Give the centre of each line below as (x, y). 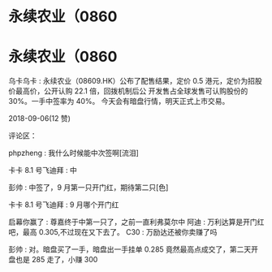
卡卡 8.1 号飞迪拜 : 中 (43, 171)
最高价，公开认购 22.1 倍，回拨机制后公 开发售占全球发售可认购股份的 (132, 91)
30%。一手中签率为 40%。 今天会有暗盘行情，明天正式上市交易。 (119, 101)
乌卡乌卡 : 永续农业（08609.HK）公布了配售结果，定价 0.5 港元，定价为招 (132, 81)
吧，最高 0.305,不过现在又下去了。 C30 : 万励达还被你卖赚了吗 (113, 232)
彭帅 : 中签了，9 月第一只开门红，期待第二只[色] (89, 188)
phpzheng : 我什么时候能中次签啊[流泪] (74, 153)
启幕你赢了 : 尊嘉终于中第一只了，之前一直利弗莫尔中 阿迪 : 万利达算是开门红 (136, 222)
